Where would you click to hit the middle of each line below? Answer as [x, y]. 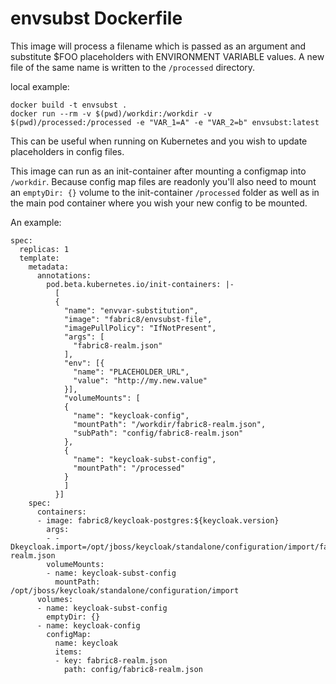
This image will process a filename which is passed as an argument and [158, 46]
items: [68, 652]
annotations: [64, 275]
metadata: [49, 267]
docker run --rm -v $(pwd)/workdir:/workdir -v [111, 113]
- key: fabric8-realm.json [111, 660]
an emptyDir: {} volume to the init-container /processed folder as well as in [165, 192]
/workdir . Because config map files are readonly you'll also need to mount [163, 181]
